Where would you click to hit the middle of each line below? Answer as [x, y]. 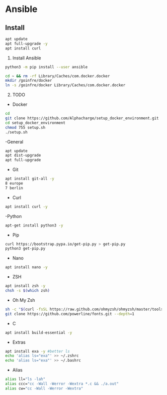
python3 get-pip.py [25, 249]
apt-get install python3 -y [34, 225]
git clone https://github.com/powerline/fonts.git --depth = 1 [70, 314]
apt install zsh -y [25, 286]
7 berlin [14, 188]
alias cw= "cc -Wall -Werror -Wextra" [44, 388]
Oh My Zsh [24, 300]
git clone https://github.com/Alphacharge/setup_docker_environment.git [82, 118]
